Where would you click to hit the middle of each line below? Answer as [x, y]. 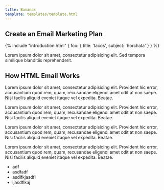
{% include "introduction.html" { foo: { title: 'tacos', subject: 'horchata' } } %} [82, 46]
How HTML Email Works [43, 75]
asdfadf [20, 172]
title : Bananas [21, 10]
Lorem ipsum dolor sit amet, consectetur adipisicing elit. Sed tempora [75, 55]
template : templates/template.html [41, 14]
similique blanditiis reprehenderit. [39, 60]
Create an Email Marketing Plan [54, 34]
